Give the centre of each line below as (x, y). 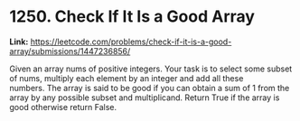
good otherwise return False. (63, 107)
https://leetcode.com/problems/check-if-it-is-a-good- (131, 42)
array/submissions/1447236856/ (70, 51)
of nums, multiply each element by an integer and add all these (127, 78)
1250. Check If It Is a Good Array (132, 17)
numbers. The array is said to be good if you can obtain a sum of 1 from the (150, 88)
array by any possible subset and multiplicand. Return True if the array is (145, 98)
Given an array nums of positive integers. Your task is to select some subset (151, 69)
